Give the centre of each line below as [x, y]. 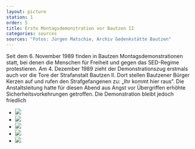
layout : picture [26, 12]
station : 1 [20, 17]
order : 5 [17, 23]
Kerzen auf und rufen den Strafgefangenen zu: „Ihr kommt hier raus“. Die [95, 81]
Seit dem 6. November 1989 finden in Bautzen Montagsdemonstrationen [95, 56]
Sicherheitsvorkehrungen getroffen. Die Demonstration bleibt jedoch [90, 94]
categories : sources [32, 34]
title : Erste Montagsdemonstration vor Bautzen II [70, 28]
